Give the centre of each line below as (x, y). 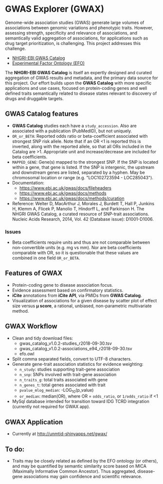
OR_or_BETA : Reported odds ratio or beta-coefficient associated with (80, 136)
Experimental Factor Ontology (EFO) (48, 63)
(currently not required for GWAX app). (51, 407)
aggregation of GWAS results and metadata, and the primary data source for (81, 78)
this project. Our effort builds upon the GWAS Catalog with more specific (78, 83)
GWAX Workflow (31, 326)
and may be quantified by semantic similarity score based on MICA (79, 466)
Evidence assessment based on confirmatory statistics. (68, 290)
